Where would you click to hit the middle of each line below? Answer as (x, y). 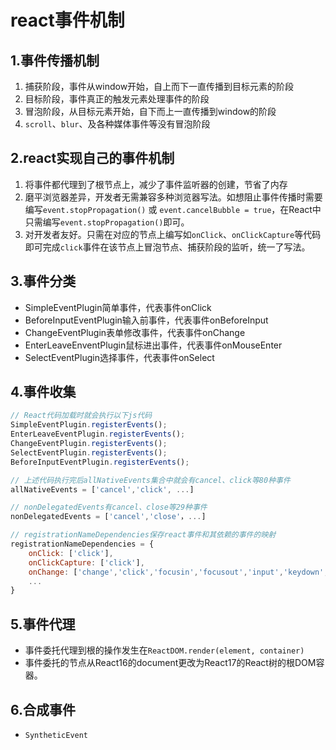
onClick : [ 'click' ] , (71, 553)
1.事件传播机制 (55, 60)
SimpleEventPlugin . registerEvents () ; (89, 425)
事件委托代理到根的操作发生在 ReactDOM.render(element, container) (164, 650)
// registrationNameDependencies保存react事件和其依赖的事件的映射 (143, 535)
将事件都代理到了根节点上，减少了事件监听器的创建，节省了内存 (156, 184)
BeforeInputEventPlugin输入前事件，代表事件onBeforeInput (146, 320)
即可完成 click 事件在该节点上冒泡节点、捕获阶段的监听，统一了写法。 (167, 247)
